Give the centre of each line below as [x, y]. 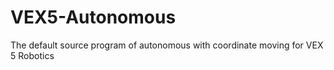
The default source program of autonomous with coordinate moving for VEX [167, 45]
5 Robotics [32, 55]
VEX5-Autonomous [93, 17]
